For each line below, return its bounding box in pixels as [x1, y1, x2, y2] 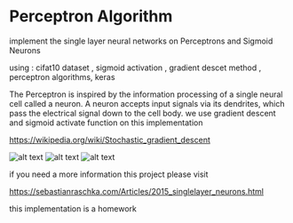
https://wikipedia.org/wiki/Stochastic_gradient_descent [9, 134, 210, 145]
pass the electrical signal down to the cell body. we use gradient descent [9, 108, 277, 118]
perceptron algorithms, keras [9, 71, 115, 82]
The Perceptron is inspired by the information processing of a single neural [9, 89, 283, 100]
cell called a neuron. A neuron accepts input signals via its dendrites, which [9, 98, 286, 108]
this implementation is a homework [9, 203, 138, 214]
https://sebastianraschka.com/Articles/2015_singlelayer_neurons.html [9, 186, 265, 196]
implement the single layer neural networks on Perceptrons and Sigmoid [9, 36, 273, 46]
